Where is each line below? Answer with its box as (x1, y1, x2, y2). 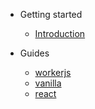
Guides (19, 47, 50, 59)
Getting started (19, 9, 83, 20)
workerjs (34, 67, 72, 78)
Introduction (34, 28, 86, 39)
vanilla (34, 77, 62, 89)
